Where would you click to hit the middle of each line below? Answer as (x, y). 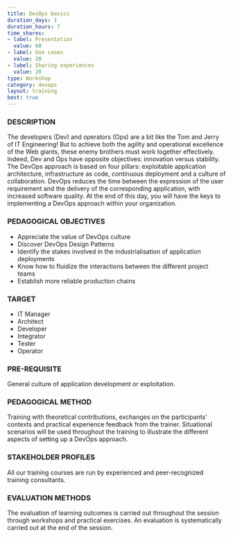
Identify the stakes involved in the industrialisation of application (109, 251)
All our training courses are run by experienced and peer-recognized (105, 472)
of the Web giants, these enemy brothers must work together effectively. (111, 152)
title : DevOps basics (38, 14)
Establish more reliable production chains (76, 281)
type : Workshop (29, 78)
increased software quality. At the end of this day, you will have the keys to (114, 196)
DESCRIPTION (32, 122)
